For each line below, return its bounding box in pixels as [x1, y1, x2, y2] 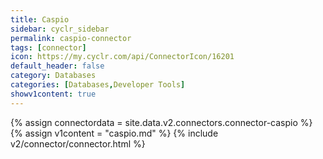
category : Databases [10, 71, 97, 81]
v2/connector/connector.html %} [10, 137, 146, 150]
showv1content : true [10, 89, 97, 99]
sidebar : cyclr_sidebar [10, 24, 110, 34]
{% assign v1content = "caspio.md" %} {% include [10, 127, 219, 139]
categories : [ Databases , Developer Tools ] [10, 80, 186, 90]
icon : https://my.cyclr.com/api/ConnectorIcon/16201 [10, 52, 235, 62]
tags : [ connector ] [10, 42, 87, 53]
